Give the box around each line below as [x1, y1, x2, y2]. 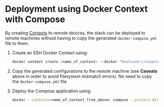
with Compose [5, 14, 65, 25]
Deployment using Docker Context [5, 3, 148, 15]
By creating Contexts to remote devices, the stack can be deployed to [5, 30, 145, 36]
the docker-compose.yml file [12, 78, 67, 84]
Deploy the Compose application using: [12, 88, 92, 94]
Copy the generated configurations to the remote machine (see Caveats [12, 68, 158, 74]
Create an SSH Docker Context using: [12, 50, 88, 56]
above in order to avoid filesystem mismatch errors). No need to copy [12, 73, 152, 79]
